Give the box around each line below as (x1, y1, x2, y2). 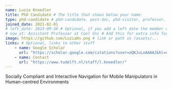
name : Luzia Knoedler (5, 7, 52, 13)
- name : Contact (14, 54, 50, 60)
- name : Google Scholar (14, 45, 66, 50)
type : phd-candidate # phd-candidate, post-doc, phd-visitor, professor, (5, 17, 166, 22)
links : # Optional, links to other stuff (5, 41, 95, 46)
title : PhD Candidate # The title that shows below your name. (5, 12, 143, 17)
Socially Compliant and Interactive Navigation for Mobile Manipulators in (5, 73, 158, 79)
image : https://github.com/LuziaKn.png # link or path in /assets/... (5, 36, 159, 41)
